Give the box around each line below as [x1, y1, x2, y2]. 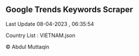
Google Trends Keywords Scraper [5, 5, 133, 15]
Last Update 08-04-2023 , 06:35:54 [5, 20, 94, 27]
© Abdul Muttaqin [5, 43, 50, 50]
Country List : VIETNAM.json [5, 32, 75, 39]
